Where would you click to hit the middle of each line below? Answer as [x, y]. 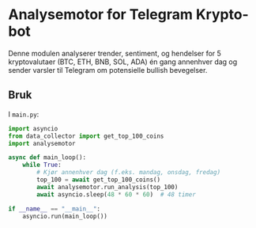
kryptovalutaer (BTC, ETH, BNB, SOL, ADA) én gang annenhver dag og [123, 62]
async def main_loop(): [47, 158]
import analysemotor [42, 143]
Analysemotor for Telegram [101, 15]
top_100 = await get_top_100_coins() [98, 180]
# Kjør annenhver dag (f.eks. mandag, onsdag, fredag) [129, 173]
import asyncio [33, 128]
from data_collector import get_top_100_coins [86, 136]
